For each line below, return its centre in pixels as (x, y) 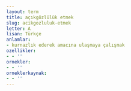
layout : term (23, 12)
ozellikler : (21, 51)
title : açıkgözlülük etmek (40, 17)
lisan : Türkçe (24, 34)
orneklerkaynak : (26, 73)
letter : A (19, 28)
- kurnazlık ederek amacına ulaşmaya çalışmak (65, 45)
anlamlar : (19, 40)
